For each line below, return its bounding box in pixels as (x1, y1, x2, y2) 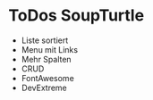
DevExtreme (21, 82, 68, 93)
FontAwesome (21, 72, 75, 83)
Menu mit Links (21, 44, 78, 54)
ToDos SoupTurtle (8, 5, 145, 26)
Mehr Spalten (21, 54, 72, 64)
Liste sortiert (21, 35, 69, 46)
